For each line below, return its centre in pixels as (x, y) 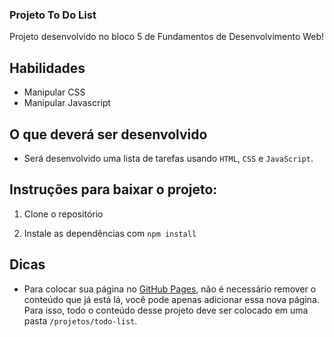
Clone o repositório (63, 214)
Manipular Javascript (67, 103)
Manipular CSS (54, 92)
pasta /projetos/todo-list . (80, 320)
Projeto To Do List (53, 15)
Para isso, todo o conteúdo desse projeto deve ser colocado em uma (166, 310)
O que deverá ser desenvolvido (108, 134)
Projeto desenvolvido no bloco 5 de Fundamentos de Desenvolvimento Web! (167, 37)
